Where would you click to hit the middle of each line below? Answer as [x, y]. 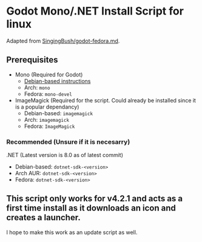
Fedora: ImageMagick [49, 126]
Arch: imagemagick [47, 119]
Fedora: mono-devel [48, 94]
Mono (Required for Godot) [49, 75]
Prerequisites [32, 60]
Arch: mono [37, 87]
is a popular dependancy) [47, 107]
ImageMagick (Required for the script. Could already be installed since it [105, 100]
